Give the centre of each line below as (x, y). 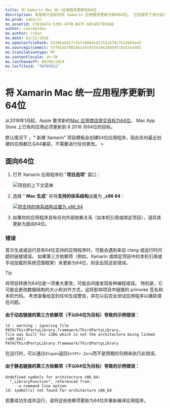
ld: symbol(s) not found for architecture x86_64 (59, 390)
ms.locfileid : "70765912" (32, 66)
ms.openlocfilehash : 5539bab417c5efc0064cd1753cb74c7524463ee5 (73, 43)
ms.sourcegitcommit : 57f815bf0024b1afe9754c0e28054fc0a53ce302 (73, 48)
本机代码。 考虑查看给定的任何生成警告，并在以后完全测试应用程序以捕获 (81, 296)
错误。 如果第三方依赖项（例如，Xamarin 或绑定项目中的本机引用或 (92, 256)
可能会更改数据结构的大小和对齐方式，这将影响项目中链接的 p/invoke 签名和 (84, 290)
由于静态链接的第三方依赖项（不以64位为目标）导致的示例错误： (73, 366)
